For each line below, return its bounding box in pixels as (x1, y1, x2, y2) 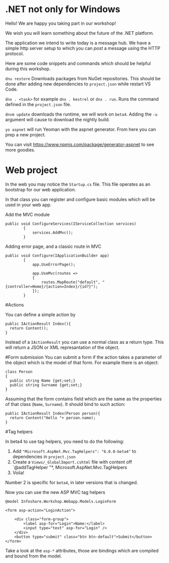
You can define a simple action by (5, 312, 76, 318)
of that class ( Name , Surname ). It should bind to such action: (5, 401, 126, 407)
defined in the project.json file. (5, 101, 72, 107)
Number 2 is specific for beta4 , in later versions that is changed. (5, 479, 138, 485)
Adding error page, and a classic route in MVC (5, 243, 102, 249)
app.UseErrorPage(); (32, 262, 76, 267)
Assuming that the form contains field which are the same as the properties (5, 395, 162, 402)
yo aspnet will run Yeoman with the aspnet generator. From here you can (5, 126, 156, 132)
